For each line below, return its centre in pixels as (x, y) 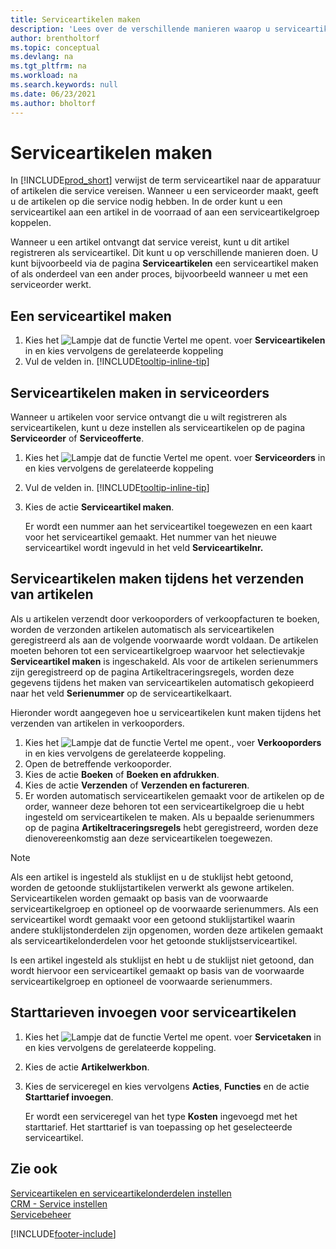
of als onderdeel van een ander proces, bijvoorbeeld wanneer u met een (159, 274)
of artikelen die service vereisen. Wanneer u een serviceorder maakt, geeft (164, 191)
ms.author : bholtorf (53, 103)
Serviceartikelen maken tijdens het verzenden (157, 579)
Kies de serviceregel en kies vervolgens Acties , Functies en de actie (167, 1086)
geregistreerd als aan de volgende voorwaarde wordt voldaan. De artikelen (164, 640)
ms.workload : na (44, 76)
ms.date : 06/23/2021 (53, 94)
